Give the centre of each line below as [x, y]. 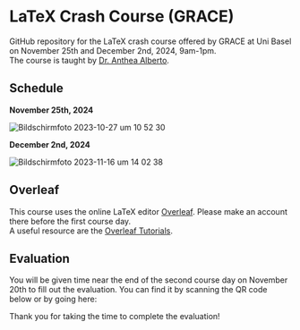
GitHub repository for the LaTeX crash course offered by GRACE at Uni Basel [150, 41]
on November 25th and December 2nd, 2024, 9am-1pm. [113, 50]
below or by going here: [53, 299]
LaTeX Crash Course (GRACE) [122, 17]
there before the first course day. [70, 221]
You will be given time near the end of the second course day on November [149, 280]
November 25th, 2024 [51, 110]
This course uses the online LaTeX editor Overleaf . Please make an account [149, 211]
